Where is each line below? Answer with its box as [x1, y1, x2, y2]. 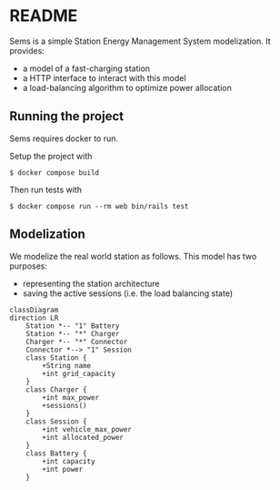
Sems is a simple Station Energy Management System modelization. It [9, 36, 271, 46]
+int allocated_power [42, 433, 125, 442]
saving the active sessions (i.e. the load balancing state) [22, 288, 234, 299]
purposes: [9, 260, 48, 271]
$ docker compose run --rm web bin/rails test [9, 201, 189, 210]
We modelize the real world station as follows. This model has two [9, 250, 257, 261]
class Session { [25, 416, 88, 426]
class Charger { [25, 384, 88, 394]
